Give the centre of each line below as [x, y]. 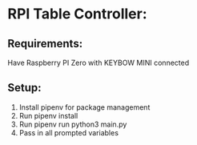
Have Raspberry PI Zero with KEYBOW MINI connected [98, 62]
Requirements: [45, 44]
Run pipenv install [48, 115]
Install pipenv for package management [84, 107]
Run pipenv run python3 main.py [73, 124]
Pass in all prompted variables [69, 132]
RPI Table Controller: [77, 14]
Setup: [24, 88]
